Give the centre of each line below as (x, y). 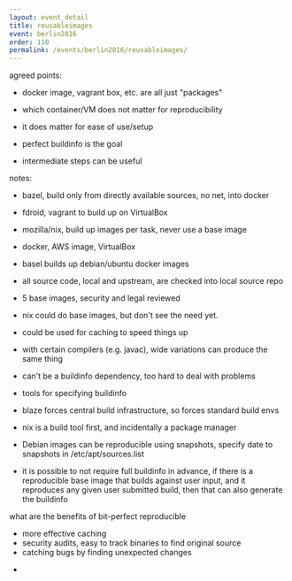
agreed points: (35, 75)
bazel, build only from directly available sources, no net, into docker (146, 195)
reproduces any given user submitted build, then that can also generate (152, 490)
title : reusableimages (51, 26)
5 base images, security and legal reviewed (101, 298)
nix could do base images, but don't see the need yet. (120, 316)
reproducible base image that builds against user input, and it (134, 481)
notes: (21, 179)
